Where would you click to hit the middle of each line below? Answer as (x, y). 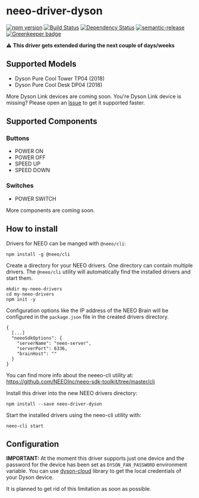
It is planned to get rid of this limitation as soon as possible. (79, 489)
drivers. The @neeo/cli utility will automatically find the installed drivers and (99, 272)
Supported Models (41, 64)
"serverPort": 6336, (42, 348)
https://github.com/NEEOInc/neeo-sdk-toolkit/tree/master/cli (81, 381)
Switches (20, 186)
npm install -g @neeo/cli (38, 254)
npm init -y (21, 299)
